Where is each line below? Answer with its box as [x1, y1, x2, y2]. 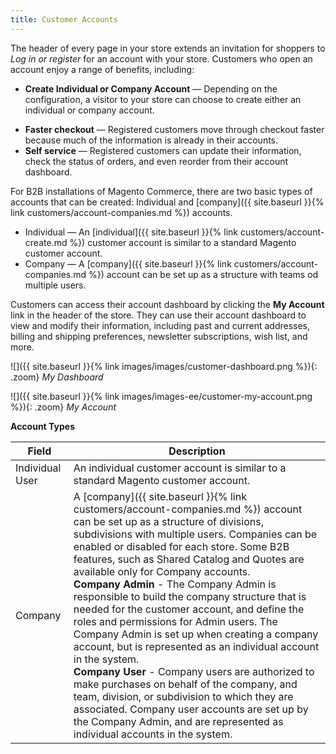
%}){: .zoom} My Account [10, 401, 117, 413]
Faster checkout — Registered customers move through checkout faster [24, 123, 325, 135]
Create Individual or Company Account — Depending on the [24, 82, 278, 95]
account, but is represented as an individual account [73, 639, 320, 653]
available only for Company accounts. [73, 564, 251, 578]
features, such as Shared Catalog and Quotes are [73, 552, 305, 566]
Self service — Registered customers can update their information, [24, 144, 302, 156]
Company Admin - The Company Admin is [73, 577, 277, 591]
